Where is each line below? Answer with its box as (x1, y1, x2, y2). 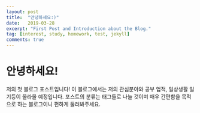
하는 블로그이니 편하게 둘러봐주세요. (17, 100, 101, 108)
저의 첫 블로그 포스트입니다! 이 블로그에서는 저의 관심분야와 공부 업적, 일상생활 (6, 85, 189, 93)
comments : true (6, 37, 44, 43)
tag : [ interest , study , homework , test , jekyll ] (6, 31, 130, 37)
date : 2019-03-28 (6, 20, 55, 26)
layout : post (6, 8, 39, 15)
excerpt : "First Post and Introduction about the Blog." (6, 25, 151, 32)
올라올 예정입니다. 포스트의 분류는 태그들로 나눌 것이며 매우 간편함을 (22, 93, 181, 100)
